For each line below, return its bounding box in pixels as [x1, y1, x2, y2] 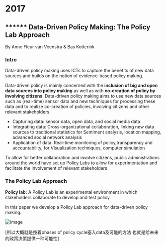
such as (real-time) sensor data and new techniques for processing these [5, 98, 156, 105]
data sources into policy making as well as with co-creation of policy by [5, 88, 156, 94]
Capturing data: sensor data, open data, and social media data [12, 119, 140, 124]
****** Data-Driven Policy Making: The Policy [5, 23, 151, 31]
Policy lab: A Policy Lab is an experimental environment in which [5, 189, 138, 195]
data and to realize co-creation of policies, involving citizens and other [5, 104, 150, 110]
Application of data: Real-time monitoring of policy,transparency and [12, 140, 153, 146]
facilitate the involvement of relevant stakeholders [5, 165, 108, 171]
